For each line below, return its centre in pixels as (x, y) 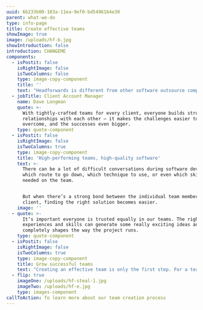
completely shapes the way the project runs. (80, 230)
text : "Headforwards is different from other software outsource (101, 91)
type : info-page (27, 23)
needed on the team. (48, 181)
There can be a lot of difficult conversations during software (105, 169)
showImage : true (27, 34)
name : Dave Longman (42, 102)
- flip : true (28, 276)
